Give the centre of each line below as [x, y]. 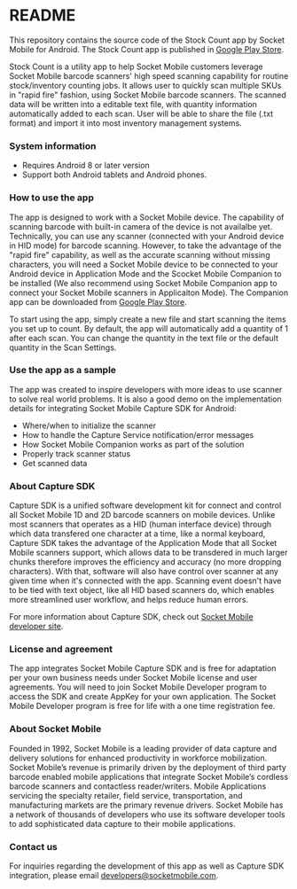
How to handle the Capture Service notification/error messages [138, 434]
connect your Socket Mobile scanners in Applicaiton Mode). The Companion [149, 292]
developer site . [36, 627]
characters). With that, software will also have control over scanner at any [144, 572]
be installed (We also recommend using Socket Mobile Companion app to [143, 283]
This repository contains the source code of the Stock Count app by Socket [147, 40]
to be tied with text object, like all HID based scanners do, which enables [142, 590]
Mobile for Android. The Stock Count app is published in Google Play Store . [147, 49]
